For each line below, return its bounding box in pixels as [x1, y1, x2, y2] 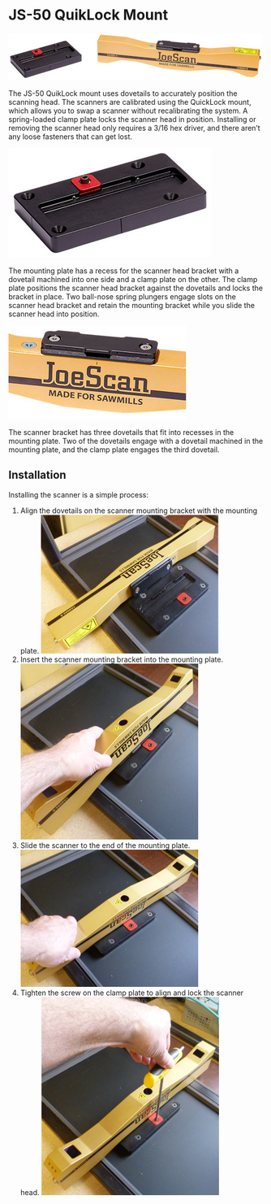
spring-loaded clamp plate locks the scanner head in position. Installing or [8, 114, 256, 124]
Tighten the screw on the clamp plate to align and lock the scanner [19, 988, 244, 998]
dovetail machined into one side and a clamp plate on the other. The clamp [8, 274, 258, 284]
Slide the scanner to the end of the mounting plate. [19, 840, 191, 850]
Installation [8, 468, 67, 482]
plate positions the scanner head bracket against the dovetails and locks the [8, 283, 264, 293]
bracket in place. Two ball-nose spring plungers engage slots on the [8, 291, 237, 302]
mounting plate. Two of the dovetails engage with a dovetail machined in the [8, 436, 264, 446]
